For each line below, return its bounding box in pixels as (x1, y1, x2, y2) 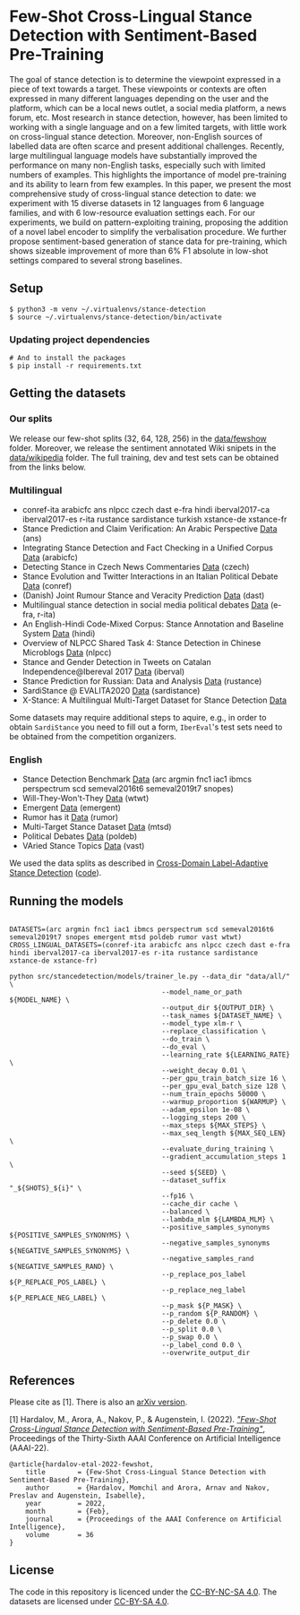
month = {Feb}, (25, 1507, 110, 1516)
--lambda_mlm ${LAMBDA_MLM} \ (161, 1215, 275, 1224)
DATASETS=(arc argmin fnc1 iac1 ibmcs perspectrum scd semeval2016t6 (9, 925, 275, 934)
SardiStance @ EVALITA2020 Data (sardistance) (21, 686, 201, 696)
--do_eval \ (161, 1042, 206, 1052)
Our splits (9, 412, 53, 425)
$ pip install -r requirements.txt (9, 361, 142, 371)
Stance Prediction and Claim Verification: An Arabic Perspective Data (21, 523, 278, 534)
